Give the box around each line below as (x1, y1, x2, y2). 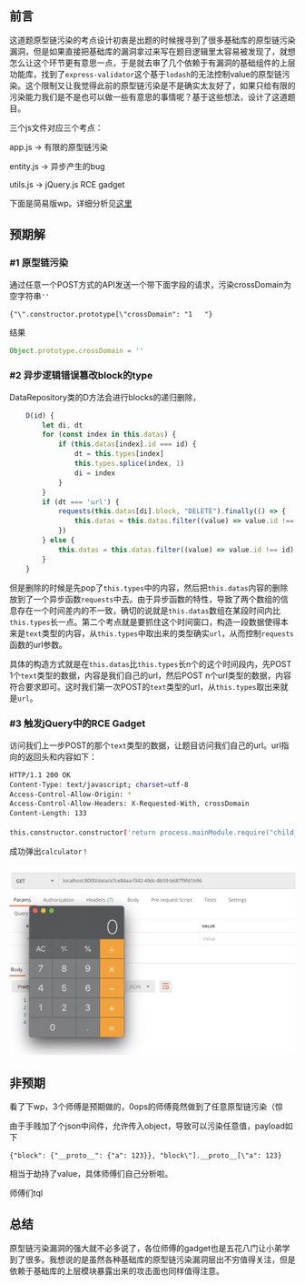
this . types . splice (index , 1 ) (74, 459, 184, 469)
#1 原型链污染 (9, 257, 69, 269)
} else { (42, 536, 75, 545)
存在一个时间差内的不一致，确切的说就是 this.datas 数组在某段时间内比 (16, 604, 281, 616)
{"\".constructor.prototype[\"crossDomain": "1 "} (9, 309, 213, 319)
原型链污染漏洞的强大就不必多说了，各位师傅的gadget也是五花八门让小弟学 (9, 1242, 290, 1253)
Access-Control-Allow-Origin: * (9, 790, 132, 799)
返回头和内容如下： (25, 751, 97, 762)
